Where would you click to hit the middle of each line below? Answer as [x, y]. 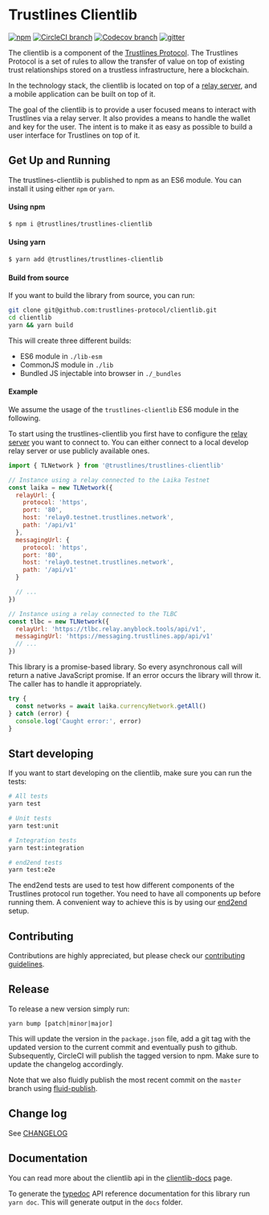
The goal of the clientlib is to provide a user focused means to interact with [132, 110]
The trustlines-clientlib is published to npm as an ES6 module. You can [125, 180]
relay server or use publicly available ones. [79, 450]
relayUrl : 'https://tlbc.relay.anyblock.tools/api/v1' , [111, 629]
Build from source [39, 277]
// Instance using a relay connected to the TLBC [93, 614]
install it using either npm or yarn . [61, 188]
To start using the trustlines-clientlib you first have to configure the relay [128, 433]
